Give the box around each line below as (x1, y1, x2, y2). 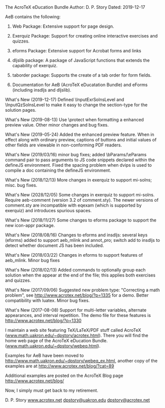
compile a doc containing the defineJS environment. (5, 168, 111, 173)
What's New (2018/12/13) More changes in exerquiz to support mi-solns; (5, 177, 152, 182)
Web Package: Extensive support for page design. (12, 23, 114, 29)
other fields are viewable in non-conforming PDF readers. (5, 142, 122, 148)
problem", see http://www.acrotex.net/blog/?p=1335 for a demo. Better (5, 292, 149, 298)
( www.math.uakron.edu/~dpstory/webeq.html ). (5, 343, 101, 349)
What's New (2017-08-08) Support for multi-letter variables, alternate (5, 307, 147, 313)
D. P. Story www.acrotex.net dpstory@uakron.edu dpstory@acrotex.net (5, 397, 150, 403)
